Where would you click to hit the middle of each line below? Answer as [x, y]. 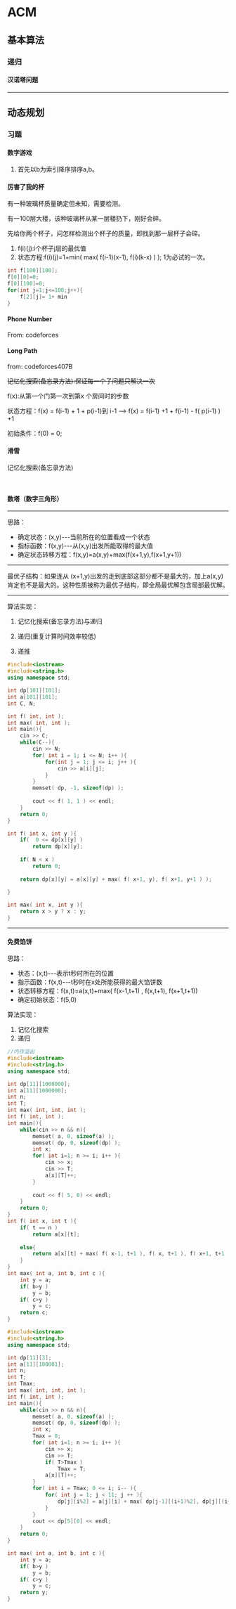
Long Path [22, 351]
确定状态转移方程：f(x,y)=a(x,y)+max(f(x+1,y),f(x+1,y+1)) [99, 555]
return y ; [34, 1593]
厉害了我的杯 [26, 186]
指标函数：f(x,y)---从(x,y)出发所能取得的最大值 [85, 546]
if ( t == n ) [39, 1227]
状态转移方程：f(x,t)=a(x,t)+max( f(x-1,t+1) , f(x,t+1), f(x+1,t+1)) [107, 991]
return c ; [34, 1313]
